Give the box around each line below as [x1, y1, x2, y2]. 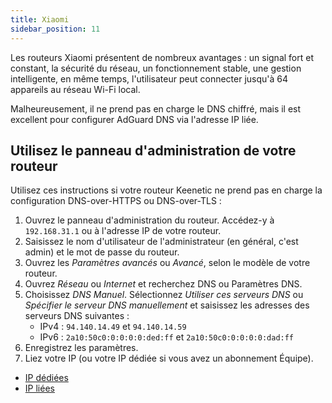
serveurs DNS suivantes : [24, 310, 130, 322]
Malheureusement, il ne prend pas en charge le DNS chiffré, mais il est [10, 102, 302, 115]
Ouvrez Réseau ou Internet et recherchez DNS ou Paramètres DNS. [24, 278, 303, 290]
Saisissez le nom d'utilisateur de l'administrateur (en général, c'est [24, 236, 299, 248]
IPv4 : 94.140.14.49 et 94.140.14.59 [39, 321, 187, 333]
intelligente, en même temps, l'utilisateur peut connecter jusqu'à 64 [10, 72, 289, 85]
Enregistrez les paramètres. [24, 342, 139, 354]
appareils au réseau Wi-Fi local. [10, 83, 141, 95]
